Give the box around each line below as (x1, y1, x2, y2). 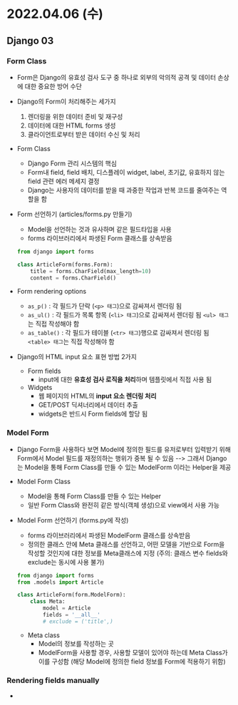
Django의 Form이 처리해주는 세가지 (16, 97, 116, 106)
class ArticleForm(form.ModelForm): (16, 592, 126, 599)
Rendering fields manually (6, 675, 100, 685)
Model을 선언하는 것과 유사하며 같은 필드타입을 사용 (27, 225, 172, 233)
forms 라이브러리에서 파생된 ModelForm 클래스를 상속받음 (27, 531, 191, 540)
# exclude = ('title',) (43, 617, 113, 625)
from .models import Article (16, 578, 104, 586)
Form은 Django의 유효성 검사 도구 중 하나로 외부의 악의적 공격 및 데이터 (16, 73, 217, 81)
